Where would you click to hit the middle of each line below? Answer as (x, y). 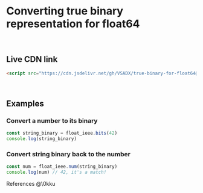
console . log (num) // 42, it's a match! (56, 173)
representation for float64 (73, 24)
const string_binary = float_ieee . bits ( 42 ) (62, 133)
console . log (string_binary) (42, 139)
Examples (25, 104)
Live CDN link (32, 59)
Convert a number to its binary (52, 120)
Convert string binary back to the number (69, 154)
